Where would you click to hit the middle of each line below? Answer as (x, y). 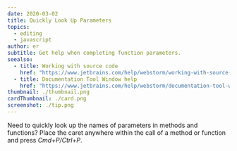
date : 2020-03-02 (33, 14)
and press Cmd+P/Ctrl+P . (45, 140)
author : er (23, 46)
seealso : (20, 60)
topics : (19, 27)
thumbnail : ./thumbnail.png (49, 92)
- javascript (33, 40)
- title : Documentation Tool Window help (75, 79)
